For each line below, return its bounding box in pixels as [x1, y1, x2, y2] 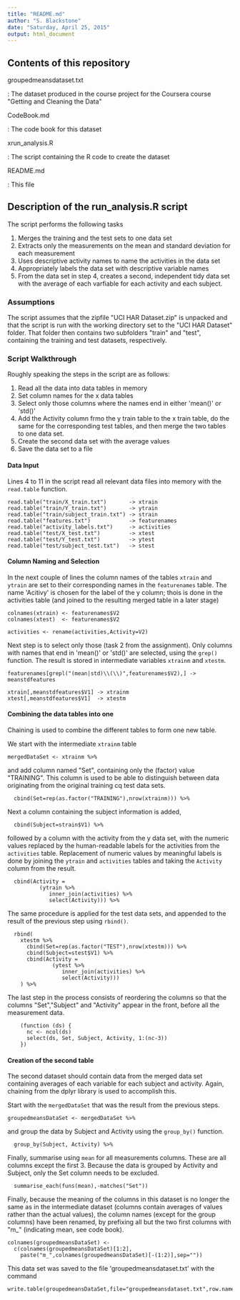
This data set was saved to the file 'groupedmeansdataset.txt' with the [7, 1264, 215, 1273]
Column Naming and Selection [7, 557, 100, 566]
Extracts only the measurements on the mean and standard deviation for [17, 241, 231, 250]
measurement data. [7, 1009, 65, 1017]
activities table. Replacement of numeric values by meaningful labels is [7, 849, 222, 858]
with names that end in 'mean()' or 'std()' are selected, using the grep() [7, 648, 218, 657]
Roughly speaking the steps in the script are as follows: [7, 370, 170, 379]
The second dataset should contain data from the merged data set [7, 1072, 203, 1081]
